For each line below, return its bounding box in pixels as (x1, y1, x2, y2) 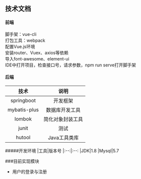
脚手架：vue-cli (5, 31, 37, 37)
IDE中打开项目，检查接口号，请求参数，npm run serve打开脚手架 (5, 62, 136, 68)
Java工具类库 (48, 134, 79, 141)
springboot (10, 97, 36, 104)
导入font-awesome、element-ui (5, 56, 70, 61)
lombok (14, 115, 32, 122)
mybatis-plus (7, 106, 39, 113)
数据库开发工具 (46, 106, 81, 113)
